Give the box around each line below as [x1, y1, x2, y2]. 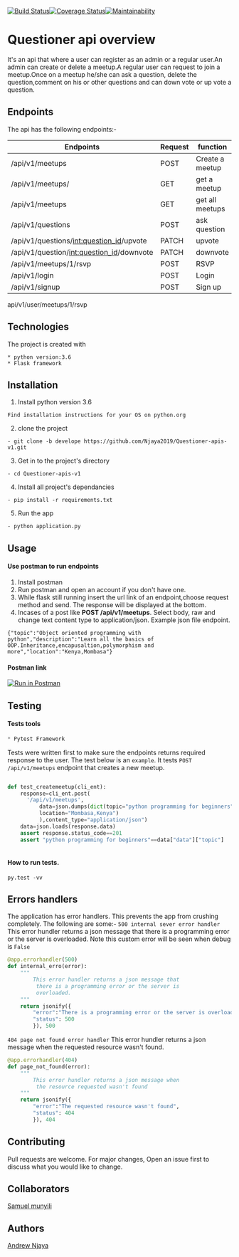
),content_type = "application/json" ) [38, 816, 148, 824]
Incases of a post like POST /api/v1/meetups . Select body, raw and [17, 608, 216, 616]
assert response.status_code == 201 [20, 829, 122, 836]
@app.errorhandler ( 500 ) [7, 956, 78, 964]
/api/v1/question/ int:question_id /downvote [11, 247, 154, 257]
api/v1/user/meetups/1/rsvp [7, 300, 87, 309]
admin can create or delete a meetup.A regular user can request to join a [7, 63, 221, 71]
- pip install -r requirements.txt [7, 497, 113, 504]
